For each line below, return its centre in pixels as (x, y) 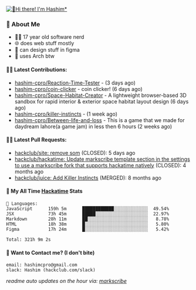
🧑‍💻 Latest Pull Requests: (36, 140)
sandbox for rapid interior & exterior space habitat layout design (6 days (102, 101)
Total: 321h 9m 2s (28, 240)
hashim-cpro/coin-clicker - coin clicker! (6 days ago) (78, 89)
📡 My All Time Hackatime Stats (45, 191)
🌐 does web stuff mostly (44, 43)
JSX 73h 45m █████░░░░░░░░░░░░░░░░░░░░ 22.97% (87, 214)
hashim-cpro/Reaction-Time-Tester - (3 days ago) (75, 83)
